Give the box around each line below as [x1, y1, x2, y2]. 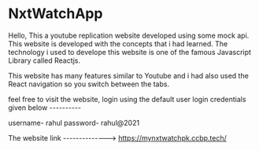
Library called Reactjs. [8, 56, 81, 65]
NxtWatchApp [8, 5, 103, 23]
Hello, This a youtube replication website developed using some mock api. [8, 31, 250, 40]
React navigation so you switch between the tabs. [8, 79, 170, 89]
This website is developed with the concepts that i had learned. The [8, 38, 228, 48]
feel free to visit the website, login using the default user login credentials [8, 94, 246, 104]
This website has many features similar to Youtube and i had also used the [8, 71, 250, 80]
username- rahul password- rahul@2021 [8, 118, 140, 127]
